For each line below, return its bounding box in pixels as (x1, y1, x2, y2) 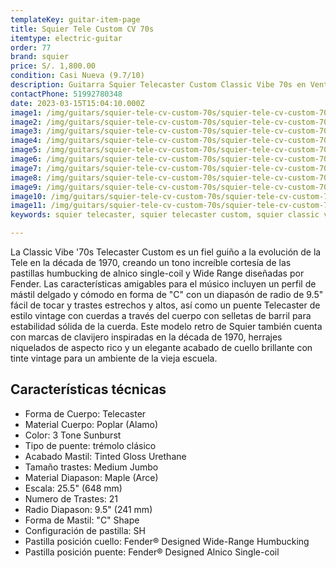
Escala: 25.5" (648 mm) (24, 482, 123, 494)
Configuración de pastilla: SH (24, 524, 146, 536)
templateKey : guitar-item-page (10, 14, 141, 25)
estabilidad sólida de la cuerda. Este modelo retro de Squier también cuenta (10, 321, 323, 332)
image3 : (10, 126, 43, 136)
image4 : (10, 136, 43, 146)
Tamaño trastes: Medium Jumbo (24, 461, 159, 473)
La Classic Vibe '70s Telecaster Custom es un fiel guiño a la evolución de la (10, 246, 322, 258)
